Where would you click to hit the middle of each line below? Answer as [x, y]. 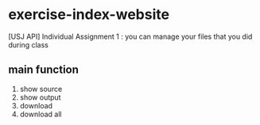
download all [41, 114]
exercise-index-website [89, 15]
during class [29, 44]
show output [40, 97]
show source [41, 89]
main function [44, 70]
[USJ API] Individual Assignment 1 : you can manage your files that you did [130, 36]
